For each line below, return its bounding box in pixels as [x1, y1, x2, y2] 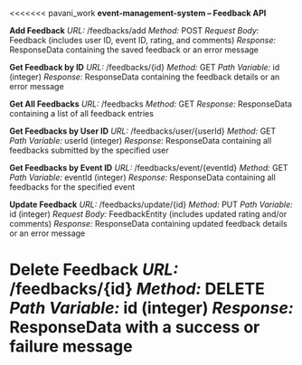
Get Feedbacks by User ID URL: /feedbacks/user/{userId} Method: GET [9, 126, 277, 136]
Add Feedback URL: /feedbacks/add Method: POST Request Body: [9, 25, 260, 35]
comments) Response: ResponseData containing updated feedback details [9, 219, 288, 229]
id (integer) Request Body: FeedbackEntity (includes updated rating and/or [9, 209, 288, 220]
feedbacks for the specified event [9, 182, 136, 192]
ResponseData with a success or [9, 317, 260, 338]
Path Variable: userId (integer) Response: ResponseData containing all [9, 136, 272, 145]
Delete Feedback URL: [9, 259, 179, 280]
